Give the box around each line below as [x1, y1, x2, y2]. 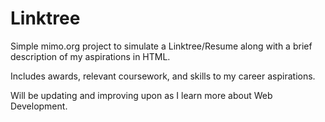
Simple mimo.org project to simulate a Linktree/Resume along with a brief [10, 40, 313, 52]
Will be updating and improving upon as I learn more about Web [10, 89, 273, 101]
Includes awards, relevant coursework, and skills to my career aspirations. [10, 70, 316, 82]
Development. [10, 100, 68, 112]
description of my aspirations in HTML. [10, 50, 171, 62]
